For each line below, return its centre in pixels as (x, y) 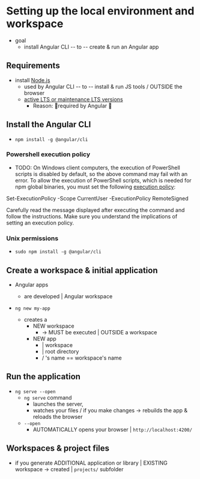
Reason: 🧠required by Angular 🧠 (72, 106)
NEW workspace (53, 326)
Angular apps (32, 285)
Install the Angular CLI (49, 125)
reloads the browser (58, 417)
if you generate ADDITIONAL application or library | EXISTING (91, 463)
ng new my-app (32, 308)
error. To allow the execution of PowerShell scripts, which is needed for (103, 180)
